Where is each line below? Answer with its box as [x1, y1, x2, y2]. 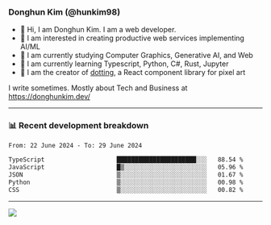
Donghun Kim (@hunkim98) [8, 6, 121, 18]
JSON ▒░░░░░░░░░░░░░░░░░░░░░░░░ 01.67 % [8, 171, 244, 179]
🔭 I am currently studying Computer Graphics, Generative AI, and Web [19, 51, 254, 60]
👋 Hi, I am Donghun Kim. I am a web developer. [19, 25, 177, 35]
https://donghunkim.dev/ [8, 92, 91, 102]
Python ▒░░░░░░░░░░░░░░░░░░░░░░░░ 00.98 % [8, 178, 244, 187]
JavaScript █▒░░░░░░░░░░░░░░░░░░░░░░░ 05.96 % [8, 164, 244, 172]
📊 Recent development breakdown [8, 120, 149, 131]
